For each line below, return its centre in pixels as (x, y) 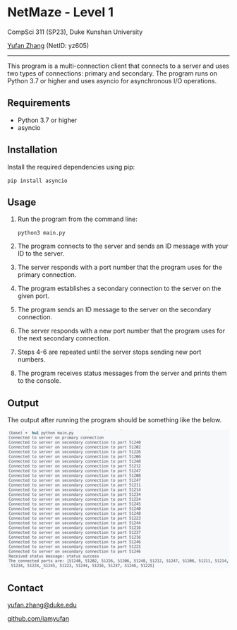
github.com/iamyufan (38, 619)
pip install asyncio (38, 181)
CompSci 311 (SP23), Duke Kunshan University (75, 32)
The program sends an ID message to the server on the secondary (114, 310)
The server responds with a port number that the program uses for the (120, 267)
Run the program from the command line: (77, 219)
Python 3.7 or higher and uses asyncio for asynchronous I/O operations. (112, 81)
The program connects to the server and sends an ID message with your (123, 246)
